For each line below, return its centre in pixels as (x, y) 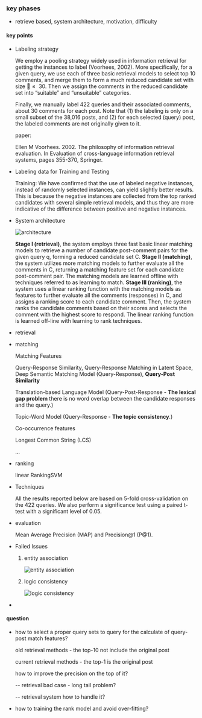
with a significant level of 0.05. (64, 511)
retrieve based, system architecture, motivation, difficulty (86, 22)
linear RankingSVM (39, 475)
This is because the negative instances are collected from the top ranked (106, 196)
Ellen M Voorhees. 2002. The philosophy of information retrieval (95, 147)
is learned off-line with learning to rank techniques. (78, 320)
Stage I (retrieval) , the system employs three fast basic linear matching (104, 244)
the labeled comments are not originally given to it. (78, 123)
